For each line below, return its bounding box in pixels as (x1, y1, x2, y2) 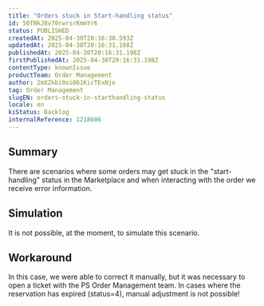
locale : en (8, 101, 45, 109)
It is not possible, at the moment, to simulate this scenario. (8, 228, 200, 237)
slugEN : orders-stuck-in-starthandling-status (8, 93, 166, 101)
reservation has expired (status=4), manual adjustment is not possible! (8, 289, 241, 299)
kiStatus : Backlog (8, 109, 69, 117)
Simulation (8, 207, 63, 221)
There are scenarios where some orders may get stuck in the (8, 166, 209, 176)
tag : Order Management (8, 85, 84, 94)
